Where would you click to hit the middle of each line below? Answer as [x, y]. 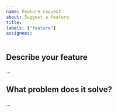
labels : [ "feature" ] [31, 28]
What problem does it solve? [59, 89]
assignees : [19, 33]
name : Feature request [34, 11]
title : [14, 22]
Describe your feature [47, 57]
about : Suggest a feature [37, 17]
